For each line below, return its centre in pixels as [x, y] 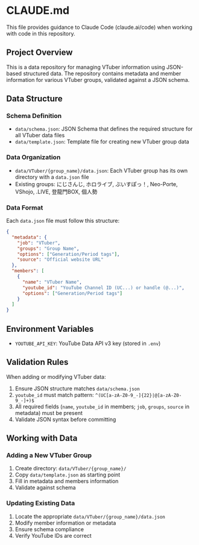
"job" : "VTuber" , [39, 243]
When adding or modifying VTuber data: [56, 376]
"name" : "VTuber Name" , [52, 282]
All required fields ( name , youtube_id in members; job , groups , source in [102, 406]
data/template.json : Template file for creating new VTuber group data [102, 142]
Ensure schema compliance [49, 529]
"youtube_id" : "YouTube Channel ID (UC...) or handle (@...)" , [103, 288]
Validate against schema [46, 488]
